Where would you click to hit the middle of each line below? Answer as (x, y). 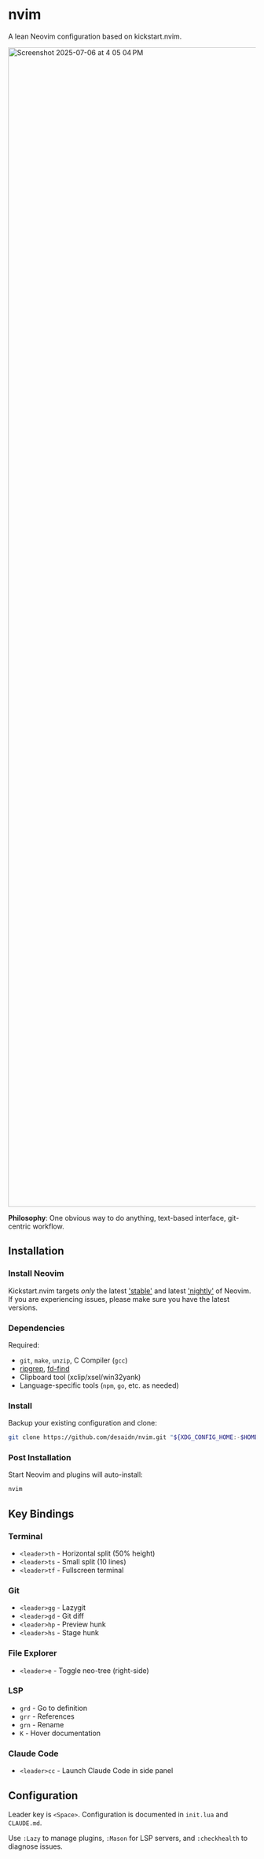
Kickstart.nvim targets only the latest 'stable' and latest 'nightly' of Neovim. (130, 1291)
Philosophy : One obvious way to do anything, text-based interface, (117, 1218)
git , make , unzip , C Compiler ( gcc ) (73, 1360)
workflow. (48, 1226)
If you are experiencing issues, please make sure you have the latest (119, 1299)
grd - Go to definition (53, 1708)
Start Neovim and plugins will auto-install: (75, 1474)
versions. (23, 1307)
